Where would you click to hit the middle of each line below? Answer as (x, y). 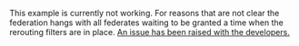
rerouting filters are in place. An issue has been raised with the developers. (150, 32)
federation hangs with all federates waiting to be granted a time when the (146, 23)
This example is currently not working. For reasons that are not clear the (145, 13)
